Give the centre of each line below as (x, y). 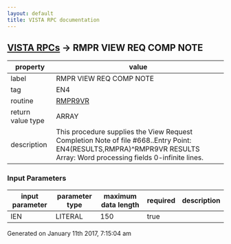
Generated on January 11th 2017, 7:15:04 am (69, 233)
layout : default (30, 13)
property (30, 67)
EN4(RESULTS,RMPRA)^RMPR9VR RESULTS (128, 149)
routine (22, 101)
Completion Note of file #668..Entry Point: (124, 140)
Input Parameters (37, 178)
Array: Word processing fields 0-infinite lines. (130, 157)
